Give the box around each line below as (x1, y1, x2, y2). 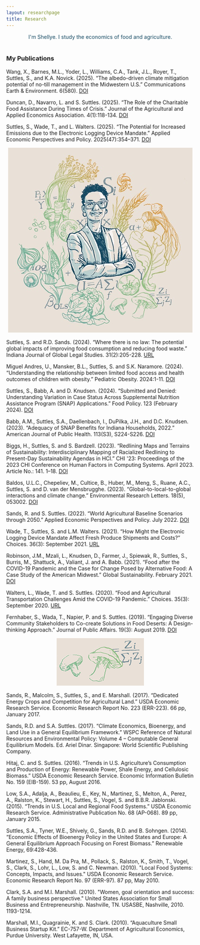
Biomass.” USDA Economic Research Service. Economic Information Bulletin (6, 772, 194, 779)
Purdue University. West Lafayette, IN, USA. (6, 931, 114, 939)
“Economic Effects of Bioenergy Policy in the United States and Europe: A (6, 833, 187, 840)
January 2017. (6, 710, 41, 718)
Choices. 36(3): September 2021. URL (6, 540, 100, 548)
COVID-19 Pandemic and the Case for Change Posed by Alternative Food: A (6, 564, 193, 572)
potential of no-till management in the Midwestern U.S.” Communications (6, 81, 186, 88)
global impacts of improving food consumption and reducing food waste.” (6, 345, 187, 352)
